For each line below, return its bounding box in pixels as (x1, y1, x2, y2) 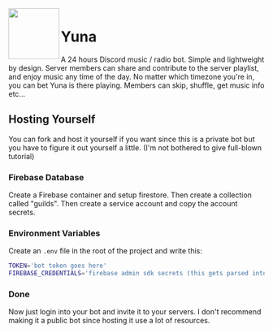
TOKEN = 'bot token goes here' (8, 262, 107, 270)
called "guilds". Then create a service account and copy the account (8, 199, 238, 209)
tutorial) (8, 151, 35, 161)
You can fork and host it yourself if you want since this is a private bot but (8, 134, 255, 144)
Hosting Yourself (8, 113, 96, 127)
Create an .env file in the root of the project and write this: (8, 246, 203, 256)
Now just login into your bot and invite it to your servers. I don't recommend (8, 307, 262, 317)
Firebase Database (8, 171, 84, 183)
